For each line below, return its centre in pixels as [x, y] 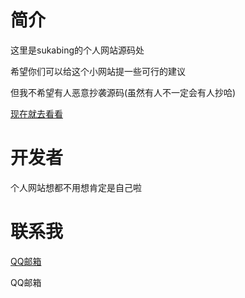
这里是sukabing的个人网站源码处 [77, 50]
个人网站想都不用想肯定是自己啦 [76, 187]
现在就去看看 [36, 113]
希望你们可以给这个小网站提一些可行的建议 [98, 71]
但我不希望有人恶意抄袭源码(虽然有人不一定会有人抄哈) [123, 92]
